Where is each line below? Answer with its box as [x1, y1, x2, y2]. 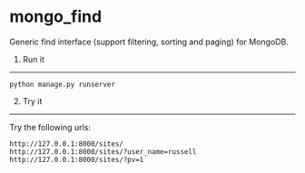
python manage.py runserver [9, 80, 116, 89]
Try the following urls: [9, 121, 91, 132]
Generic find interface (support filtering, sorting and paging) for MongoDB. [9, 36, 289, 47]
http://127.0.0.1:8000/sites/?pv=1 [9, 155, 144, 164]
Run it [22, 53, 45, 64]
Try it [22, 95, 43, 106]
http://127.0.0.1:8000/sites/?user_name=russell [9, 147, 197, 156]
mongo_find [9, 6, 103, 27]
